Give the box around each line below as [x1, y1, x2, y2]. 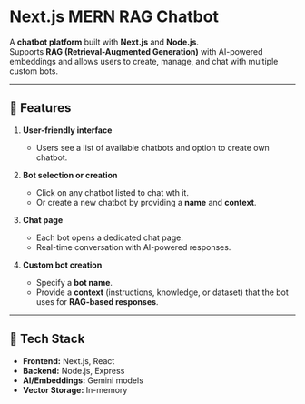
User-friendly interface [22, 125, 113, 136]
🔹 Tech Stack [9, 331, 85, 347]
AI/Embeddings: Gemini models [22, 375, 143, 386]
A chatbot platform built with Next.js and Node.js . [9, 36, 200, 47]
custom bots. [9, 66, 59, 76]
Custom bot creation [22, 259, 103, 270]
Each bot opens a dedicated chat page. [35, 232, 183, 243]
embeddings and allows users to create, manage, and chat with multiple [9, 56, 279, 66]
